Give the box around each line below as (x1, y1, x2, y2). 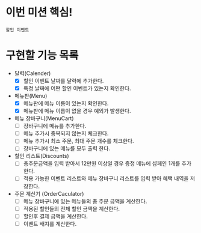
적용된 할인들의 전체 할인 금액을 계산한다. (23, 205, 120, 212)
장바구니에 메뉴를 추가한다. (23, 123, 87, 130)
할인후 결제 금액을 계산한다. (23, 213, 88, 220)
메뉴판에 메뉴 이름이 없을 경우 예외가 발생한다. (23, 107, 131, 115)
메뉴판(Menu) (14, 92, 48, 99)
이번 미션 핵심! (5, 5, 73, 19)
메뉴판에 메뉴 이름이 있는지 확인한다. (23, 100, 109, 107)
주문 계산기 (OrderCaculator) (14, 190, 84, 197)
